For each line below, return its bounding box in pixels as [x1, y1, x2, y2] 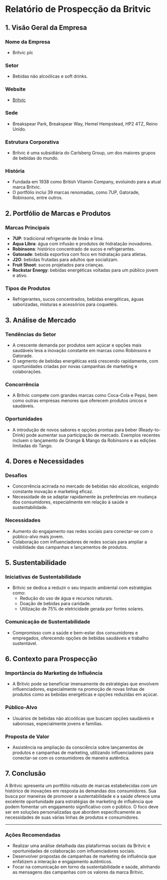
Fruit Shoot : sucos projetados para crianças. [12, 262, 104, 268]
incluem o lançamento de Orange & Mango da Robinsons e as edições [12, 437, 157, 443]
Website [5, 86, 26, 93]
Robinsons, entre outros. [12, 195, 63, 201]
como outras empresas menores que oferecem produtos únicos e [12, 397, 147, 404]
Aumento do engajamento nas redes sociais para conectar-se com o [12, 528, 153, 534]
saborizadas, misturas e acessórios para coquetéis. [12, 301, 118, 307]
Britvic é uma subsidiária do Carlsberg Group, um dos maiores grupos [12, 150, 156, 156]
